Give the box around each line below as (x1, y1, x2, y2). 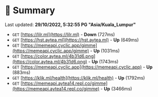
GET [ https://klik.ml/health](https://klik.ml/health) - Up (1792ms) (12, 75, 145, 81)
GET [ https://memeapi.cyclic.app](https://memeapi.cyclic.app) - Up (12, 64, 153, 70)
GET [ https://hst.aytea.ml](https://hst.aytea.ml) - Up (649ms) (12, 37, 139, 43)
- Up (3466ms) (100, 85, 132, 91)
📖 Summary (5, 5, 55, 16)
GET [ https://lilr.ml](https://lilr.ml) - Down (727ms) (12, 31, 116, 37)
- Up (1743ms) (88, 58, 119, 64)
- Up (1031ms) (90, 47, 120, 54)
